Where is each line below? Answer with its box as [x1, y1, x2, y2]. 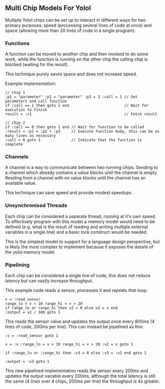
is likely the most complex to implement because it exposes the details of [5, 244, 154, 249]
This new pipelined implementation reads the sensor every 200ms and [5, 368, 148, 374]
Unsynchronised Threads [5, 202, 67, 209]
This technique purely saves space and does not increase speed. [5, 71, 137, 77]
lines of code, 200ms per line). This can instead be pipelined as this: [5, 324, 144, 329]
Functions [5, 39, 30, 46]
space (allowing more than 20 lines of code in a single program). [5, 27, 136, 34]
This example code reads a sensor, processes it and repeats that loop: [5, 287, 148, 293]
